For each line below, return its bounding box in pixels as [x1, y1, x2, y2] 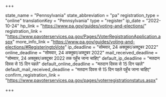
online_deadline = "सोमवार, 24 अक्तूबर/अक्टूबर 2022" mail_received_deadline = [5, 50, 158, 55]
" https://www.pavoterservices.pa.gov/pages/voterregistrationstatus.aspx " [5, 78, 158, 83]
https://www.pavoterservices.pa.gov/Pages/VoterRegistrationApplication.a [7, 33, 161, 39]
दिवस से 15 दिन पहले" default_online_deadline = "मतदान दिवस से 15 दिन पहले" [5, 61, 145, 67]
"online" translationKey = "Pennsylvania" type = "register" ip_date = [5, 18, 145, 23]
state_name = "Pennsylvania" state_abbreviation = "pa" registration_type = [5, 12, 159, 18]
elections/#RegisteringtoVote [5, 44, 65, 50]
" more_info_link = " [12, 39, 53, 45]
